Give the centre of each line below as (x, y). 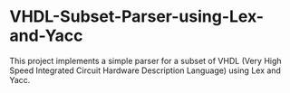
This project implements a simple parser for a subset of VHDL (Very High (146, 60)
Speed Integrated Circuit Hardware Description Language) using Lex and (145, 70)
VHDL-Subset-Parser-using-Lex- (137, 17)
